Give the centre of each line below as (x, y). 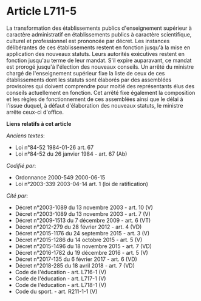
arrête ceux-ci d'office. (35, 112)
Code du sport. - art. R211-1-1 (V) (56, 291)
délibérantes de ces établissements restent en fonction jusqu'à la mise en (98, 47)
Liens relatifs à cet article (39, 123)
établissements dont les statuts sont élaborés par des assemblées (89, 80)
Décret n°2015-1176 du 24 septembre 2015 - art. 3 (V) (82, 233)
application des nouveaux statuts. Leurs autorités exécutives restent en (96, 54)
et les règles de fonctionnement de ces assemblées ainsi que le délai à (95, 99)
